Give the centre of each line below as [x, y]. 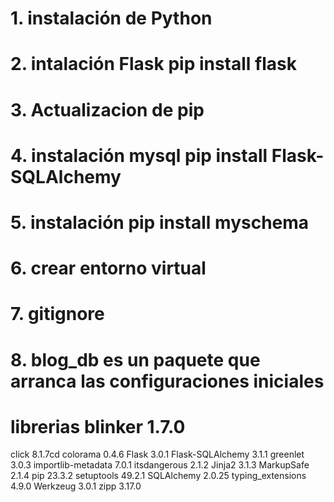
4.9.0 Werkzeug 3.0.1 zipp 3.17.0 [76, 486]
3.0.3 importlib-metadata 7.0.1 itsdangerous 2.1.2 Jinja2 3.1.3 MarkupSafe [160, 465]
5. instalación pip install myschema [160, 222]
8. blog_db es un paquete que [135, 359]
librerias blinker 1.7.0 [98, 426]
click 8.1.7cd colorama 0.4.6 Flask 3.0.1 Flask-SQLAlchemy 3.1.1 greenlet [157, 454]
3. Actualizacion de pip [107, 109]
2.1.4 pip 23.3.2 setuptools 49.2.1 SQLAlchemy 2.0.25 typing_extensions [158, 476]
